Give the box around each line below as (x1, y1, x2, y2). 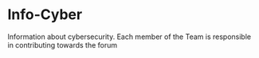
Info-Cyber (7, 6, 83, 24)
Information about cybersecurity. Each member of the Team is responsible (7, 32, 252, 41)
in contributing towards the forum (7, 40, 118, 49)
